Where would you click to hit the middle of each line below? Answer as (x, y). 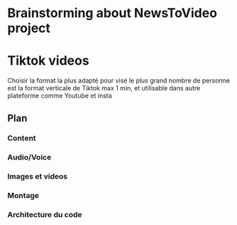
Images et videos (38, 177)
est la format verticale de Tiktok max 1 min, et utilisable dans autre (104, 88)
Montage (23, 196)
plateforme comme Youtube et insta (60, 96)
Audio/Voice (29, 157)
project (29, 28)
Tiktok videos (49, 61)
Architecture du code (45, 215)
